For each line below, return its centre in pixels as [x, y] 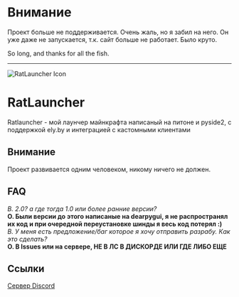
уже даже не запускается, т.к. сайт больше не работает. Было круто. [112, 39]
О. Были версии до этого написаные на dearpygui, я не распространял [118, 216]
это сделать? [27, 239]
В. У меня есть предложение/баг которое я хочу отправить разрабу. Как [119, 231]
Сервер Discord [31, 286]
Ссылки [26, 268]
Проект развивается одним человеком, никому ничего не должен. [109, 169]
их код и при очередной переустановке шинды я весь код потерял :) [115, 224]
